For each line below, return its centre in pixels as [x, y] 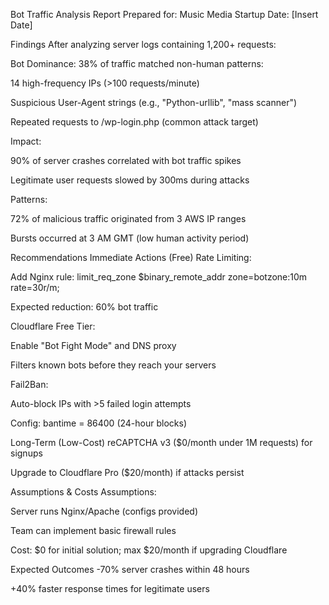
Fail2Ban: [29, 384]
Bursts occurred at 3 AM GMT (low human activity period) [130, 238]
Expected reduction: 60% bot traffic [84, 307]
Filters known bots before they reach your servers [113, 365]
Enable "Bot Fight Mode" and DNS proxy [93, 345]
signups [26, 453]
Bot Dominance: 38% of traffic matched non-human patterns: [137, 63]
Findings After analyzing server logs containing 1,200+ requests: [143, 44]
